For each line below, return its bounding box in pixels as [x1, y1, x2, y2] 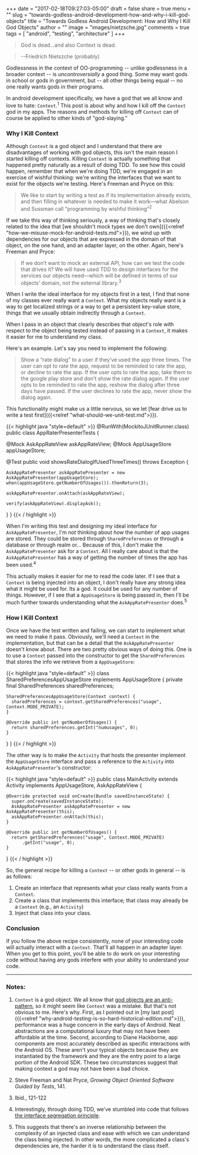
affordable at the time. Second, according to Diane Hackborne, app [14, 1034, 178, 1041]
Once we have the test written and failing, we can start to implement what [6, 627, 185, 634]
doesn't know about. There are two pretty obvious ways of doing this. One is [6, 646, 192, 653]
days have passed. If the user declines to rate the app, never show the [20, 388, 192, 395]
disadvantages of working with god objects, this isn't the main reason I [6, 149, 178, 156]
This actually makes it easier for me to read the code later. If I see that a [6, 572, 180, 580]
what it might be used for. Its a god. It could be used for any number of [6, 585, 178, 592]
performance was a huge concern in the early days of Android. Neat [14, 1021, 181, 1029]
